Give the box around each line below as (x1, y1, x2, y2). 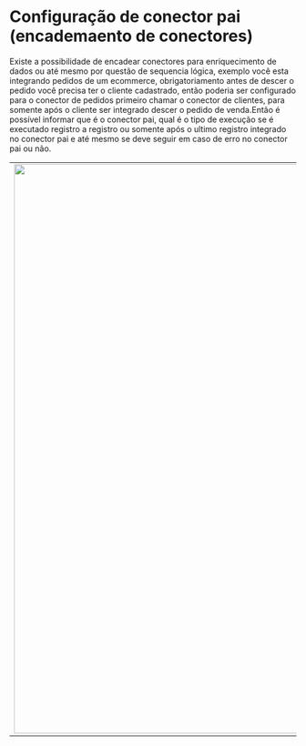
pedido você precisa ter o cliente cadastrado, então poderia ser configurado (9, 85, 296, 96)
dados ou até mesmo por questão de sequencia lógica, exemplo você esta (9, 66, 290, 77)
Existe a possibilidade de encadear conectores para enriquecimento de (9, 56, 277, 66)
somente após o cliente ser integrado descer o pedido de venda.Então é (9, 104, 280, 115)
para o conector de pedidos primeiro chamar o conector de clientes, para (9, 94, 285, 106)
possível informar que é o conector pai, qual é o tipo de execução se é (9, 114, 274, 125)
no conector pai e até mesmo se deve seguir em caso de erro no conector (9, 133, 289, 144)
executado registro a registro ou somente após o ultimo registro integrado (9, 123, 287, 134)
